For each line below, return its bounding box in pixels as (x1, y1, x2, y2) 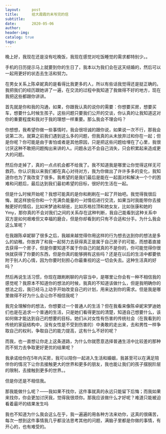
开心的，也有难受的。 (5, 424, 48, 430)
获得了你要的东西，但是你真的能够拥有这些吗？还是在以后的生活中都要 (13, 251, 157, 257)
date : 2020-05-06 (5, 21, 54, 26)
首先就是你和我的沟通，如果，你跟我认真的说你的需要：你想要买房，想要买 (5, 103, 157, 109)
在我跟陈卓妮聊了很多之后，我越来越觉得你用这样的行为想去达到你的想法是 (5, 232, 157, 238)
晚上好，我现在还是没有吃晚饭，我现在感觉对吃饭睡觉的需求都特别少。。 (5, 53, 150, 59)
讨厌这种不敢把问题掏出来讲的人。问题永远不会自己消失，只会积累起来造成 (5, 145, 157, 151)
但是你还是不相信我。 (5, 378, 48, 384)
